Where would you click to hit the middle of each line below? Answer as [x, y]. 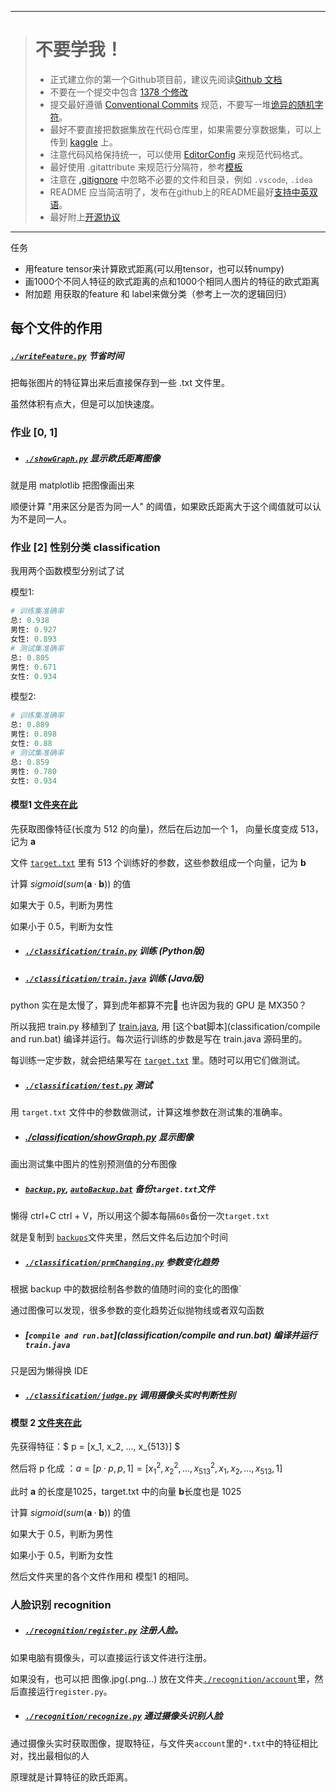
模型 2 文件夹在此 [46, 1422]
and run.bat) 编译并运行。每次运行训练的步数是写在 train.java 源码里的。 [159, 1039]
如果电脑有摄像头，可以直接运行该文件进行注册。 [111, 1657]
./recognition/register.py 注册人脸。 [104, 1630]
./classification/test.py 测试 [88, 1085]
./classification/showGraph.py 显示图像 [109, 1137]
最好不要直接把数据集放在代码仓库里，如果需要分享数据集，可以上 [185, 129]
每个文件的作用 [56, 328]
